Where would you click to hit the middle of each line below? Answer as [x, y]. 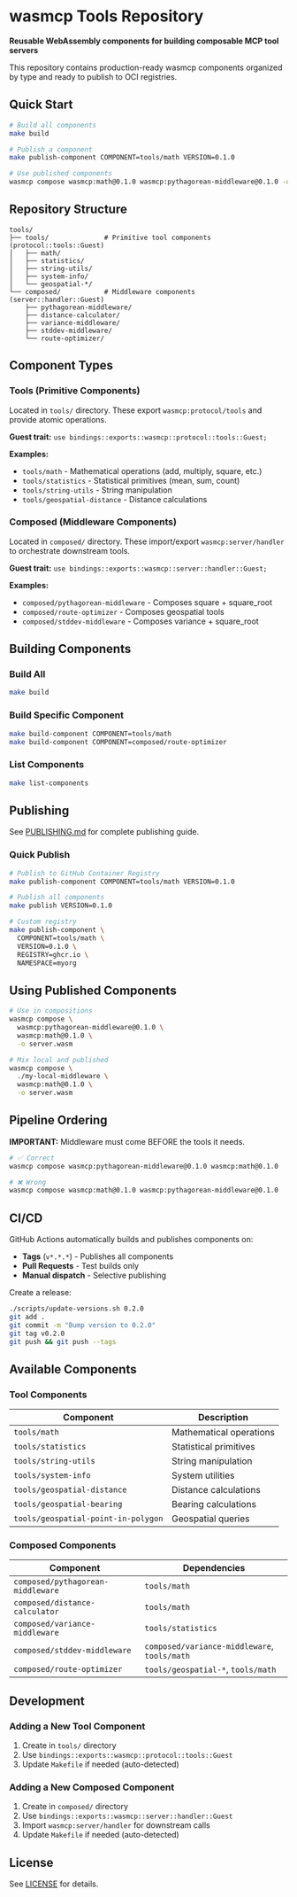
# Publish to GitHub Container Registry [85, 873]
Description [224, 1418]
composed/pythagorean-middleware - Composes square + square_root [147, 602]
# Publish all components [57, 898]
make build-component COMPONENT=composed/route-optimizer [118, 742]
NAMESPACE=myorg [47, 963]
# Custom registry [43, 922]
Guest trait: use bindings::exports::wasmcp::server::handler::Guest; [138, 568]
